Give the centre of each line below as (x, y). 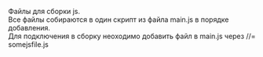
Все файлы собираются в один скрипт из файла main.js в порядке (119, 20)
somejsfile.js (28, 45)
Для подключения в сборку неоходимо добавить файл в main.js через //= (132, 36)
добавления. (29, 28)
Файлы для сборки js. (44, 11)
